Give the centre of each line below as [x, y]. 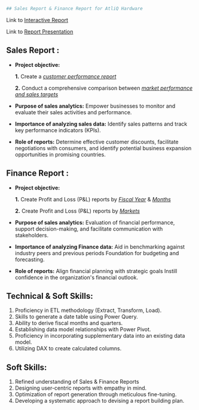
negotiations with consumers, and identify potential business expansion [103, 148]
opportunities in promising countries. [60, 154]
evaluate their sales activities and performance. [73, 112]
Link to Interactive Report [37, 20]
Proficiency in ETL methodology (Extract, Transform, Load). [88, 310]
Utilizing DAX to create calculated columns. [68, 348]
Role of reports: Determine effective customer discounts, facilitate [97, 142]
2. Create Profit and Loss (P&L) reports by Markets [77, 211]
